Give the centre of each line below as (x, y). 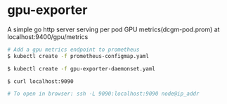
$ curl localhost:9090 (40, 81)
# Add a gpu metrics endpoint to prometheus (73, 50)
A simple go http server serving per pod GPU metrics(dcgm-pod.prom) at (113, 29)
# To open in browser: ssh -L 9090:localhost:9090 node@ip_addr (103, 94)
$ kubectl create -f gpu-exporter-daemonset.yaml (82, 68)
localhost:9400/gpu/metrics (48, 36)
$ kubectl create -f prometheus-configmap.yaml (78, 56)
